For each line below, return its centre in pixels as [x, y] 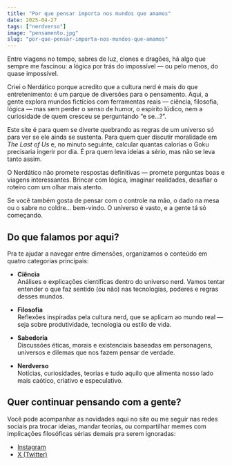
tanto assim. [25, 159]
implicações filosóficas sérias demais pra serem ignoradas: [91, 433]
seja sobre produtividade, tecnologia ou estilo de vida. [94, 324]
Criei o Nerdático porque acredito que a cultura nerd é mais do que [103, 87]
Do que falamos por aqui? [63, 237]
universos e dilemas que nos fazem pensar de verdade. [96, 352]
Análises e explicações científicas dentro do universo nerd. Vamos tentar [121, 281]
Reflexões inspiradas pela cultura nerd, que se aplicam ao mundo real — [120, 317]
